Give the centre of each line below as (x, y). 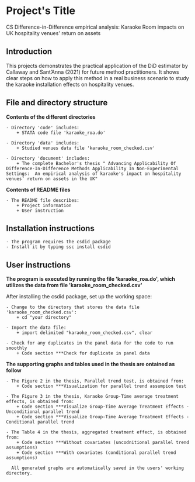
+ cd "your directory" (44, 318)
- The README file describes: (43, 200)
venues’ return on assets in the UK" (52, 179)
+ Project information (44, 205)
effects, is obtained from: (40, 402)
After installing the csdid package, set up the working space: (79, 297)
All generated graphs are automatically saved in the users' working (97, 468)
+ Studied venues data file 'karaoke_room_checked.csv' (86, 148)
